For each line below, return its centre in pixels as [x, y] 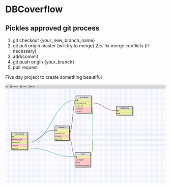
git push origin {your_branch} [44, 62]
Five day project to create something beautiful [54, 77]
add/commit [25, 56]
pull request [25, 67]
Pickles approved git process [52, 28]
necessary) [24, 51]
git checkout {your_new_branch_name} [54, 40]
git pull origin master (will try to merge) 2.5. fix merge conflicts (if [81, 46]
